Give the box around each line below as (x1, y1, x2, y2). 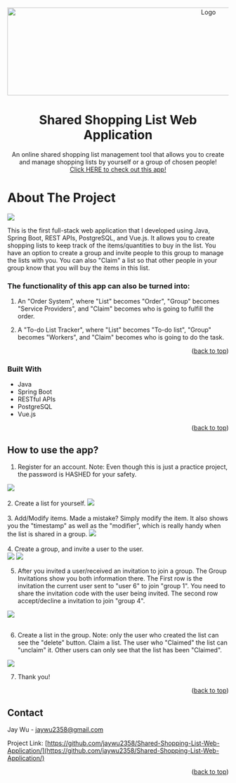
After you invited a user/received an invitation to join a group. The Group (17, 567, 227, 576)
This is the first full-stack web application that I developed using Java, (7, 226, 211, 235)
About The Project (7, 190, 116, 206)
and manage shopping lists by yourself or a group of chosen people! (18, 157, 218, 166)
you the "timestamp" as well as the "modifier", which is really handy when (7, 522, 221, 530)
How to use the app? (7, 444, 99, 456)
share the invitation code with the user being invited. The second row (17, 589, 218, 597)
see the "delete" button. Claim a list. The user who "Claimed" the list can (17, 638, 228, 647)
